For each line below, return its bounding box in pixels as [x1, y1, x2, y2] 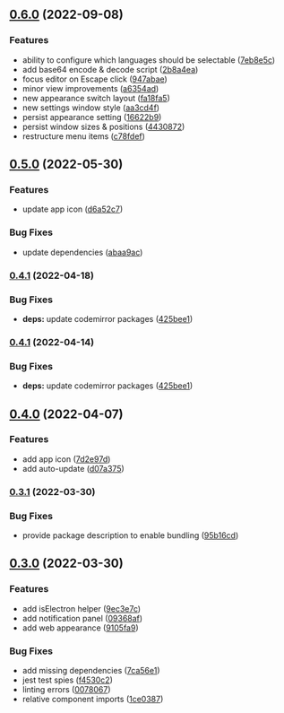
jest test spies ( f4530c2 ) [22, 674, 114, 685]
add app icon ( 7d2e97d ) [22, 453, 111, 465]
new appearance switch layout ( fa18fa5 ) [22, 92, 170, 103]
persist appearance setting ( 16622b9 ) [22, 111, 162, 122]
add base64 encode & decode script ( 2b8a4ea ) [22, 64, 199, 74]
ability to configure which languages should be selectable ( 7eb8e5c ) [22, 54, 276, 65]
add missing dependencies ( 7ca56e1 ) [22, 665, 160, 675]
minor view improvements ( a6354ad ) [22, 83, 159, 93]
